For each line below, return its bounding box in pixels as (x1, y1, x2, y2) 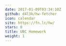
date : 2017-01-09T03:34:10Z (5, 7, 62, 12)
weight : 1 (5, 34, 25, 39)
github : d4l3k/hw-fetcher (5, 11, 57, 16)
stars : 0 (5, 25, 23, 30)
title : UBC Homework (5, 29, 47, 34)
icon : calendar (5, 16, 36, 21)
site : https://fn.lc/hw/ (5, 20, 55, 25)
